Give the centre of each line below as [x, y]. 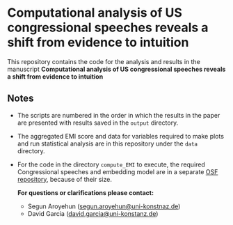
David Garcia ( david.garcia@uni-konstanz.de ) [93, 213]
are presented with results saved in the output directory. [98, 123]
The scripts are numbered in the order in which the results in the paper [119, 115]
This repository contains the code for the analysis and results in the [104, 61]
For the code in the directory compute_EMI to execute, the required [111, 164]
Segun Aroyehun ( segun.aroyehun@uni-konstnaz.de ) [104, 206]
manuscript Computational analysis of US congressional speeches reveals [116, 69]
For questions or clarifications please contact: [86, 192]
